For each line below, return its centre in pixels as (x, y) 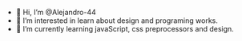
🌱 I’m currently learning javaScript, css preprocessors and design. (125, 29)
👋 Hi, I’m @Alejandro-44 (56, 12)
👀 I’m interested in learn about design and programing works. (117, 20)
